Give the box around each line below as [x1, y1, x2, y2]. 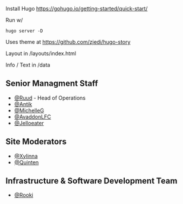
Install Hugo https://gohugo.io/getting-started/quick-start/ [5, 5, 148, 12]
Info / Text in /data [5, 62, 51, 68]
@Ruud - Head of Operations [14, 94, 86, 101]
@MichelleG [14, 107, 45, 114]
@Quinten [14, 158, 39, 165]
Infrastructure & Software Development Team [5, 176, 178, 186]
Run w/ [5, 17, 23, 23]
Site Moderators [5, 136, 67, 147]
